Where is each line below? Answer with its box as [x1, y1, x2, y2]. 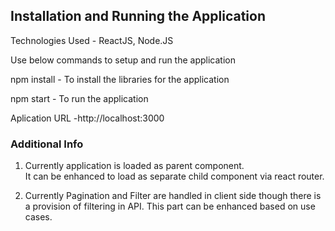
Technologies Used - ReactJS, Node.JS [10, 34, 174, 46]
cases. [24, 211, 53, 223]
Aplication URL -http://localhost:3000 [10, 112, 165, 124]
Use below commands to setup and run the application [10, 54, 236, 66]
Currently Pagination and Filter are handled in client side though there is [24, 190, 322, 202]
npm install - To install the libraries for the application [10, 73, 230, 85]
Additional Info [10, 137, 84, 151]
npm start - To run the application [10, 92, 149, 104]
